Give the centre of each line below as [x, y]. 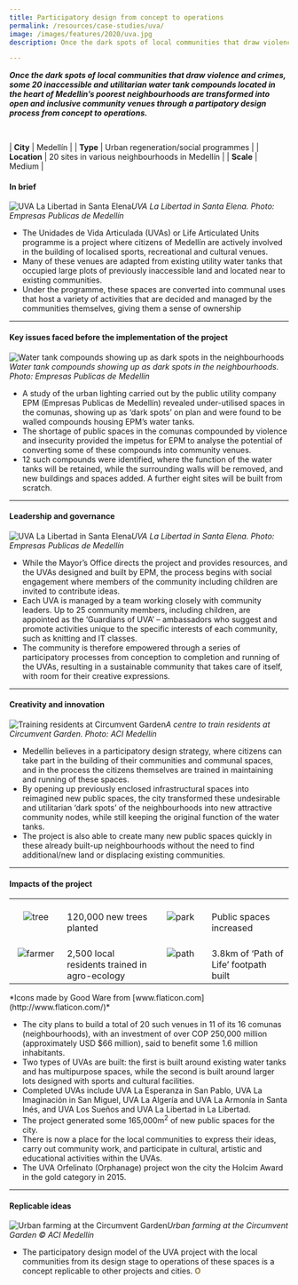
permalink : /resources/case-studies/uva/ [87, 26]
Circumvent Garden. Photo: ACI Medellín [83, 734]
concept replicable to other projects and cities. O [111, 1271]
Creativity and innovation [57, 705]
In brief [23, 187]
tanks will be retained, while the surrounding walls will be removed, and [153, 468]
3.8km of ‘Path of [247, 954]
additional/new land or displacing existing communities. [124, 855]
